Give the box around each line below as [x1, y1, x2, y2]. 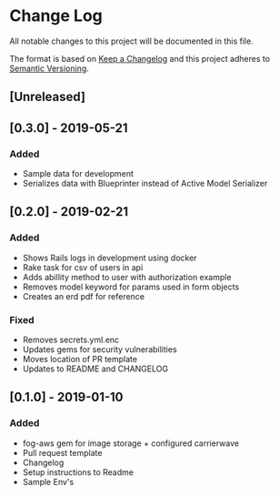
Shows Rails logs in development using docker [22, 252, 197, 263]
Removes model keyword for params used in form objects [22, 281, 240, 292]
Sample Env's [22, 476, 75, 487]
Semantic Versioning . [9, 63, 89, 74]
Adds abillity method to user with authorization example [22, 271, 232, 282]
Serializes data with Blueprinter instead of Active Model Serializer [22, 178, 268, 189]
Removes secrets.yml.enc [22, 334, 120, 345]
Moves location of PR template [22, 354, 138, 364]
